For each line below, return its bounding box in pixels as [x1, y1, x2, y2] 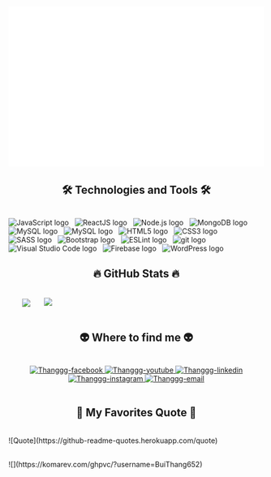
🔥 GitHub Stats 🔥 [92, 267, 180, 281]
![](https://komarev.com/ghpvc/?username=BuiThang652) [8, 459, 203, 469]
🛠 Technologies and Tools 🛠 [62, 183, 211, 197]
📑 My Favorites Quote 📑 [75, 406, 197, 419]
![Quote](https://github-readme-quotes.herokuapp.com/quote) [8, 436, 218, 445]
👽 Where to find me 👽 [80, 331, 193, 345]
